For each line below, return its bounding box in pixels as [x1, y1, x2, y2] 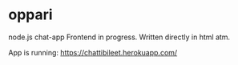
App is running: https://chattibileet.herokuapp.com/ [8, 47, 178, 57]
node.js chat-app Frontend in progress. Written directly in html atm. [8, 32, 231, 42]
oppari [8, 6, 54, 24]
